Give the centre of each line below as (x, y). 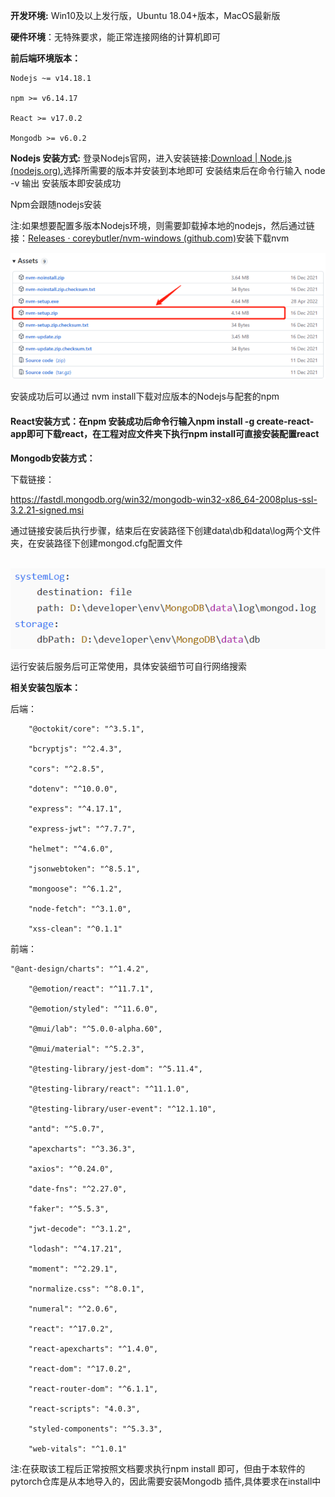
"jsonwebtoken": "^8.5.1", (84, 869)
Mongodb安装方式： (53, 458)
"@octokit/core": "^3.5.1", (86, 729)
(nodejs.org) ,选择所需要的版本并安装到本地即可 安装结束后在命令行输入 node (168, 170)
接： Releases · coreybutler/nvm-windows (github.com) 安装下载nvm (150, 238)
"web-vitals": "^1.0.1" (78, 1449)
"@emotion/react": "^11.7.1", (91, 989)
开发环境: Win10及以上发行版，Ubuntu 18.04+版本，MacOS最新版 (145, 15)
